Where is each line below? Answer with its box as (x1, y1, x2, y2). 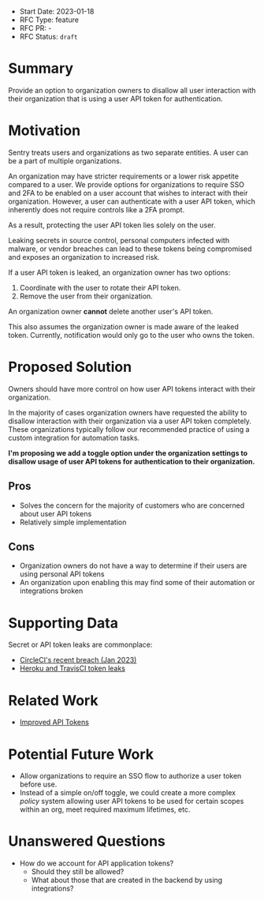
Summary (8, 59, 73, 77)
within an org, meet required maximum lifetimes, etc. (19, 805, 191, 814)
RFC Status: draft (19, 32, 78, 41)
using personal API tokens (19, 569, 105, 579)
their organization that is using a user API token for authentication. (8, 94, 223, 103)
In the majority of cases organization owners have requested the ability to (8, 407, 247, 417)
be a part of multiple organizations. (8, 156, 122, 165)
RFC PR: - (19, 24, 52, 32)
